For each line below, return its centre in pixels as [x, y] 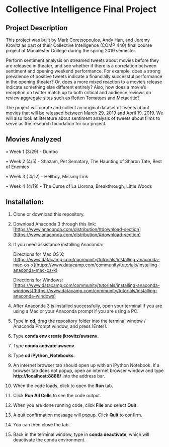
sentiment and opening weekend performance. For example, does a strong [83, 71]
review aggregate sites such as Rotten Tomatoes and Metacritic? [73, 98]
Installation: [25, 202]
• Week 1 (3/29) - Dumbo [32, 152]
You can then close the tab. [41, 424]
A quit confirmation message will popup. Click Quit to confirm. [78, 415]
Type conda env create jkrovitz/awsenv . [56, 336]
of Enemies [17, 167]
